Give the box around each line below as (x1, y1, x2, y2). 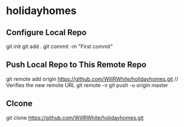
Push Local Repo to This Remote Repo (6, 60, 147, 70)
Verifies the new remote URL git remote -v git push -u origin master (6, 81, 168, 88)
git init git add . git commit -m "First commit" (6, 43, 113, 50)
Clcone (6, 98, 33, 109)
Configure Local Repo (6, 28, 86, 37)
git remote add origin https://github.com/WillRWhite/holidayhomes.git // (6, 75, 178, 83)
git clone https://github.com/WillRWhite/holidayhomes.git (6, 114, 144, 121)
